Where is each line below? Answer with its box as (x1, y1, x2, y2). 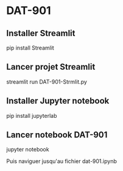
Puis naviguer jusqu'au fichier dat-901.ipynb (6, 158, 117, 165)
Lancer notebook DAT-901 (6, 129, 108, 140)
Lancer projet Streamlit (6, 62, 96, 72)
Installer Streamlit (6, 28, 76, 38)
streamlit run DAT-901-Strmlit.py (6, 78, 87, 85)
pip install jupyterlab (6, 112, 57, 119)
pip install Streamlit (6, 44, 55, 51)
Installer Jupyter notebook (6, 96, 110, 106)
